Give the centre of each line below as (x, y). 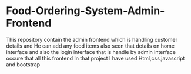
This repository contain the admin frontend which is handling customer (92, 39)
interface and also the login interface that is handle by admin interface (91, 52)
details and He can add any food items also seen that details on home (91, 46)
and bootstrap (23, 64)
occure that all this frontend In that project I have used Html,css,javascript (95, 58)
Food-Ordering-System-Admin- (86, 11)
